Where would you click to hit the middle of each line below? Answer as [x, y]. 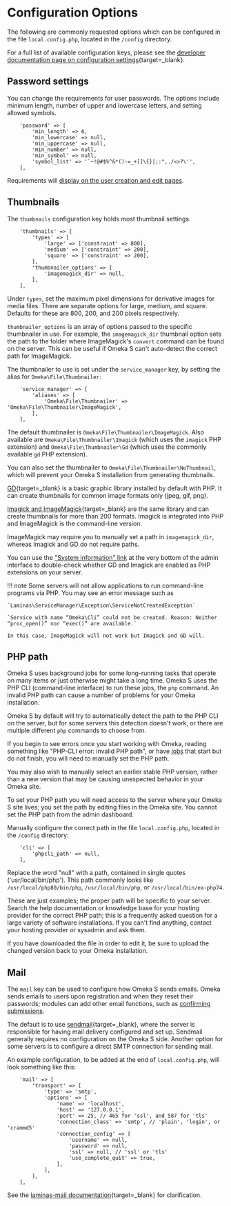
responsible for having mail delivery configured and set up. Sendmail [105, 1032]
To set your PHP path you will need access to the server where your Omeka [114, 800]
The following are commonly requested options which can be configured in [114, 32]
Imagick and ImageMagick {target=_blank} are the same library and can [108, 509]
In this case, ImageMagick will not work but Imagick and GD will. [106, 636]
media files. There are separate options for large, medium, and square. [108, 305]
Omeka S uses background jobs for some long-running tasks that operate [112, 673]
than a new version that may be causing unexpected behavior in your [105, 779]
